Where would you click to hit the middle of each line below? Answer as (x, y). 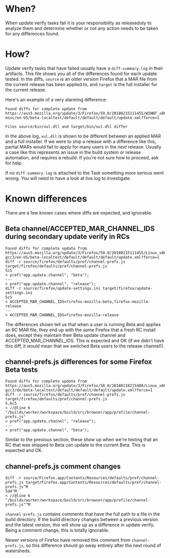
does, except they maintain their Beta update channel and (65, 335)
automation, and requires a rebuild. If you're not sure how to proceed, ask (82, 157)
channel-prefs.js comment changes (63, 466)
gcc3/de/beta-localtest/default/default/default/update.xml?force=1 (79, 390)
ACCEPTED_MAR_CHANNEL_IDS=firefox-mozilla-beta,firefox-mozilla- (80, 302)
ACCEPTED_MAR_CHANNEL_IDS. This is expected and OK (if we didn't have (85, 340)
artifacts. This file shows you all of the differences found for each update (81, 74)
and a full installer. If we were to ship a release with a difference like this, (81, 141)
